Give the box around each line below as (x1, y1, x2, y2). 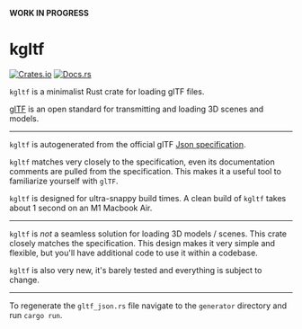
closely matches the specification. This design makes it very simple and (9, 237, 276, 248)
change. (9, 274, 40, 285)
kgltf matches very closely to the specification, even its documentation (9, 156, 276, 167)
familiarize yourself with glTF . (9, 175, 119, 186)
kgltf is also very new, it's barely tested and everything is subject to (9, 264, 262, 275)
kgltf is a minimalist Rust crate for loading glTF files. (9, 85, 205, 97)
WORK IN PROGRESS (9, 8, 90, 18)
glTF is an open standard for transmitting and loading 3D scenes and (9, 103, 264, 114)
